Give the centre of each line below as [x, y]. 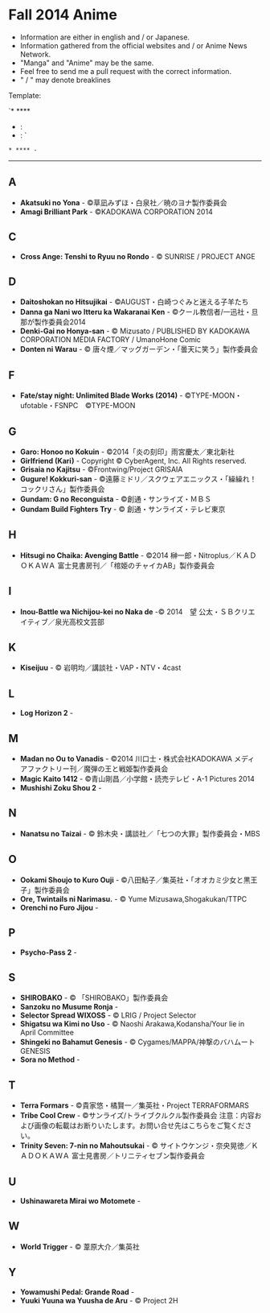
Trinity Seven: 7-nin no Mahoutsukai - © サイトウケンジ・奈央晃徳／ [135, 1146]
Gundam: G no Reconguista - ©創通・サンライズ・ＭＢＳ [116, 499]
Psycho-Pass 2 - [49, 952]
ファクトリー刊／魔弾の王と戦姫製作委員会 [98, 769]
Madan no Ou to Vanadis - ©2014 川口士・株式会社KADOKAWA [126, 759]
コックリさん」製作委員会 [62, 489]
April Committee [47, 1033]
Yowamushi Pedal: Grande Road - [77, 1292]
